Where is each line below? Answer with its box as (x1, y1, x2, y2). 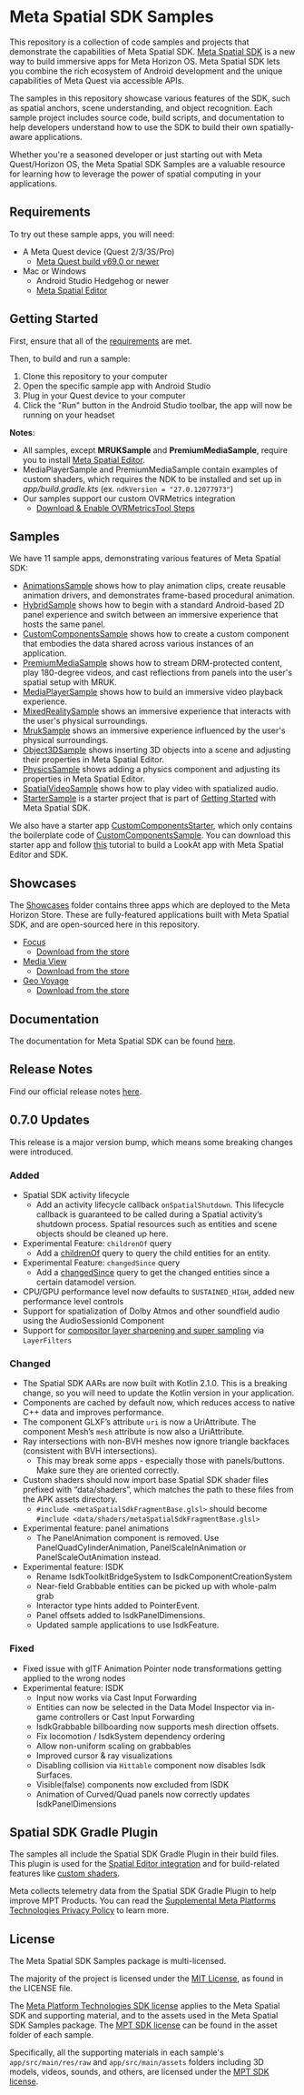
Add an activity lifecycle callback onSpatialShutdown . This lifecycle (35, 1199, 284, 1210)
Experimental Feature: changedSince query (22, 1257, 181, 1268)
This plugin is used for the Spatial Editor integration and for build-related (9, 1858, 279, 1869)
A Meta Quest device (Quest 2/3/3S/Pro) (22, 246, 175, 257)
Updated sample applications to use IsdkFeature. (35, 1619, 220, 1630)
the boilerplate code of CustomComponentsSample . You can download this (9, 830, 291, 841)
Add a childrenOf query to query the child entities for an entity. (35, 1247, 270, 1258)
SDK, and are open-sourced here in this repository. (9, 919, 201, 930)
